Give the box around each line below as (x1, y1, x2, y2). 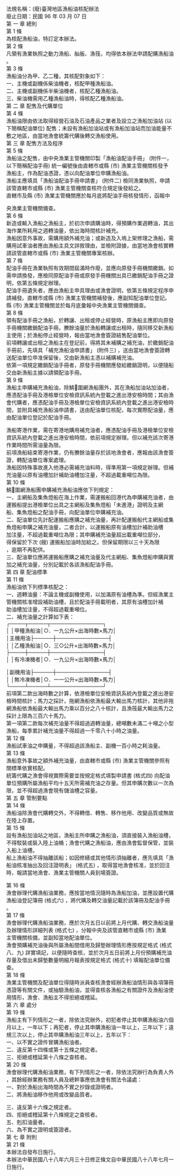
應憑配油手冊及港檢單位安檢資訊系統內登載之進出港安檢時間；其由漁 (6, 391, 174, 399)
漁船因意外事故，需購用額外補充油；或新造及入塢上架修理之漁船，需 (6, 235, 174, 241)
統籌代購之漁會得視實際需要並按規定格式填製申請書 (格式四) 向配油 (6, 772, 170, 779)
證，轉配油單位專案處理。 (6, 457, 69, 463)
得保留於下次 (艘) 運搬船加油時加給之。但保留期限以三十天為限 (6, 538, 160, 546)
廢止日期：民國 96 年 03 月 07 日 (6, 13, 87, 20)
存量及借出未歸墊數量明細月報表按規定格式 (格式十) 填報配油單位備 (6, 957, 170, 963)
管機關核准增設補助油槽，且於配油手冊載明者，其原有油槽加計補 (6, 598, 163, 605)
